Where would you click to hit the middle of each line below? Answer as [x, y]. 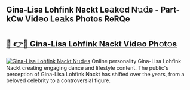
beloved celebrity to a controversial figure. [58, 80]
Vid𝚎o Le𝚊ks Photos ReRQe [77, 19]
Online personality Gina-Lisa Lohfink [137, 61]
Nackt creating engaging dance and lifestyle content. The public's [88, 68]
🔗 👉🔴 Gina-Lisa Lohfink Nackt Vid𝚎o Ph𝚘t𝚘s [92, 44]
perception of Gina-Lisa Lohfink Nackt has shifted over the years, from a [95, 74]
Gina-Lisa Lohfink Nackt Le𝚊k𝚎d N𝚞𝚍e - [83, 10]
